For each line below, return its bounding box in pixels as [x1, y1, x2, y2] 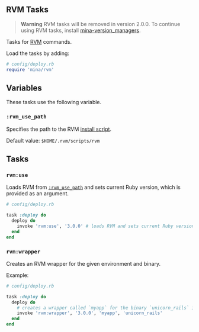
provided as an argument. [6, 190, 69, 197]
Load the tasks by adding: [6, 50, 70, 57]
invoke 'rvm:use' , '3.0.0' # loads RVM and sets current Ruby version [17, 223, 195, 229]
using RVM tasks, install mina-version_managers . [20, 27, 141, 34]
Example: [6, 272, 29, 279]
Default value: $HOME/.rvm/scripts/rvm [6, 137, 100, 144]
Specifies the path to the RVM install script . [6, 125, 111, 133]
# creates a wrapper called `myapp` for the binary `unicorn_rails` [17, 305, 190, 311]
